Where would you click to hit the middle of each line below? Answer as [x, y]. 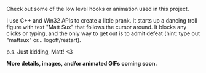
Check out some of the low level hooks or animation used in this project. [98, 9]
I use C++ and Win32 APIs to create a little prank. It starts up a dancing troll [102, 20]
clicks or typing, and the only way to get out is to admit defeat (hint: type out [103, 33]
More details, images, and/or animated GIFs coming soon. [82, 64]
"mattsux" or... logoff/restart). [44, 40]
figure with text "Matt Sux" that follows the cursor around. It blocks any [97, 27]
